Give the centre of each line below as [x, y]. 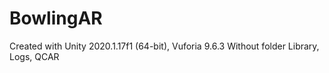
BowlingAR [56, 18]
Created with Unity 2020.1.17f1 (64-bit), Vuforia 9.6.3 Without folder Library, [164, 46]
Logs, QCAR [34, 56]
